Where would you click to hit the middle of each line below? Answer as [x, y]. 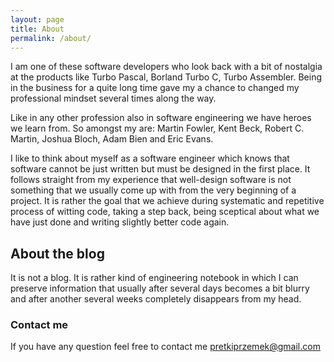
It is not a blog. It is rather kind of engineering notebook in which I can [154, 278]
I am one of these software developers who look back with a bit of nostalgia [166, 67]
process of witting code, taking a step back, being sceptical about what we [165, 212]
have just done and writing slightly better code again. [120, 222]
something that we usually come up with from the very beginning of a [153, 190]
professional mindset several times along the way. [113, 98]
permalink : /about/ [51, 38]
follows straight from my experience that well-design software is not [151, 180]
